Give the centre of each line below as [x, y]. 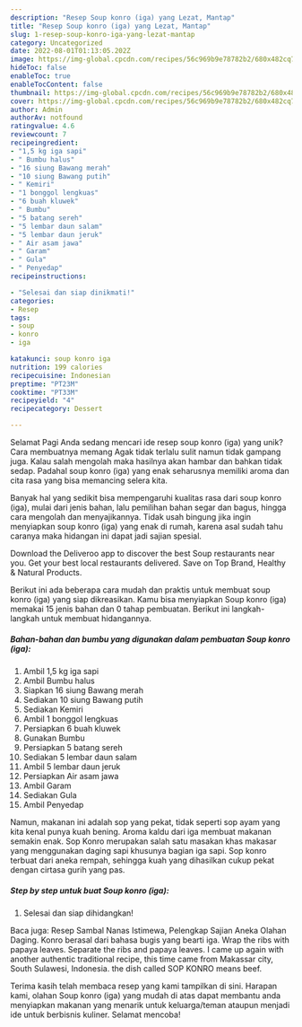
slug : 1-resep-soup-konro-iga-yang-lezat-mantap [103, 34]
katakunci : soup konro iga [60, 359]
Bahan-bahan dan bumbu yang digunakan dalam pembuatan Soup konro [150, 639]
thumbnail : [30, 92]
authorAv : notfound [47, 118]
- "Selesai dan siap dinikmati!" [73, 293]
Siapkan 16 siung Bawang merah [83, 690]
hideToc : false [39, 68]
